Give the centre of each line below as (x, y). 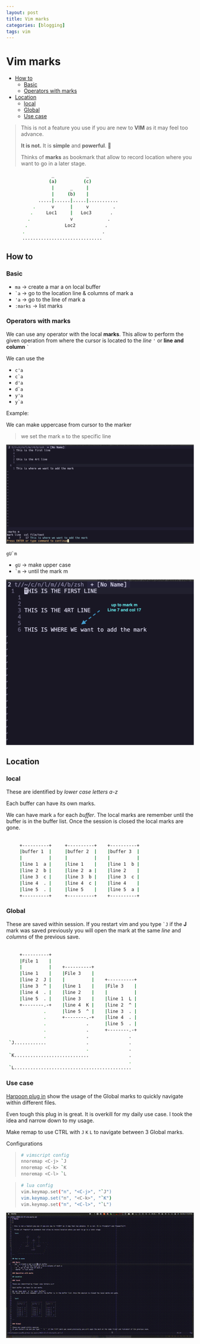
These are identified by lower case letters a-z (62, 792)
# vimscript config (45, 1155)
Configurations (24, 1143)
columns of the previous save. (43, 937)
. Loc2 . (66, 226)
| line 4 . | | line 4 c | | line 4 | (79, 883)
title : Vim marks (28, 19)
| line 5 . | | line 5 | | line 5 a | (79, 889)
